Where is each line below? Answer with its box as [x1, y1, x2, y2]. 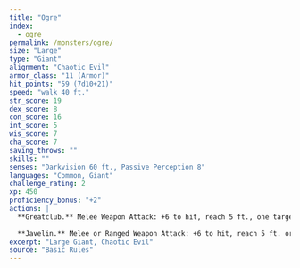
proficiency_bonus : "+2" [9, 196, 102, 205]
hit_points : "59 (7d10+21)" [9, 80, 114, 88]
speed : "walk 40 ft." [9, 88, 90, 96]
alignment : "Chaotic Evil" [9, 63, 110, 72]
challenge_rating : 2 [9, 180, 87, 188]
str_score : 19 [9, 96, 62, 105]
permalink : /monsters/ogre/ [9, 38, 114, 47]
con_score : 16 [9, 113, 62, 121]
